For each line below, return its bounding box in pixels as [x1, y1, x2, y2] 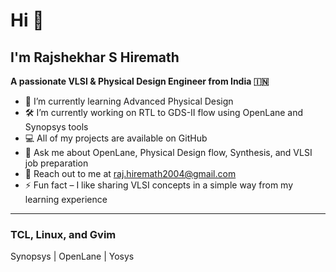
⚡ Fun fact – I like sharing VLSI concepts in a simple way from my [24, 179, 294, 191]
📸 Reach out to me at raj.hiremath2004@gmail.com [24, 168, 237, 179]
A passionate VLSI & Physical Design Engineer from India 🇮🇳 [10, 75, 270, 87]
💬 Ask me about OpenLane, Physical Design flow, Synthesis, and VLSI [24, 147, 313, 158]
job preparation [24, 157, 89, 169]
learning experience [24, 194, 108, 205]
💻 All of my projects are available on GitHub [24, 132, 208, 144]
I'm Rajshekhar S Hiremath [10, 49, 180, 66]
